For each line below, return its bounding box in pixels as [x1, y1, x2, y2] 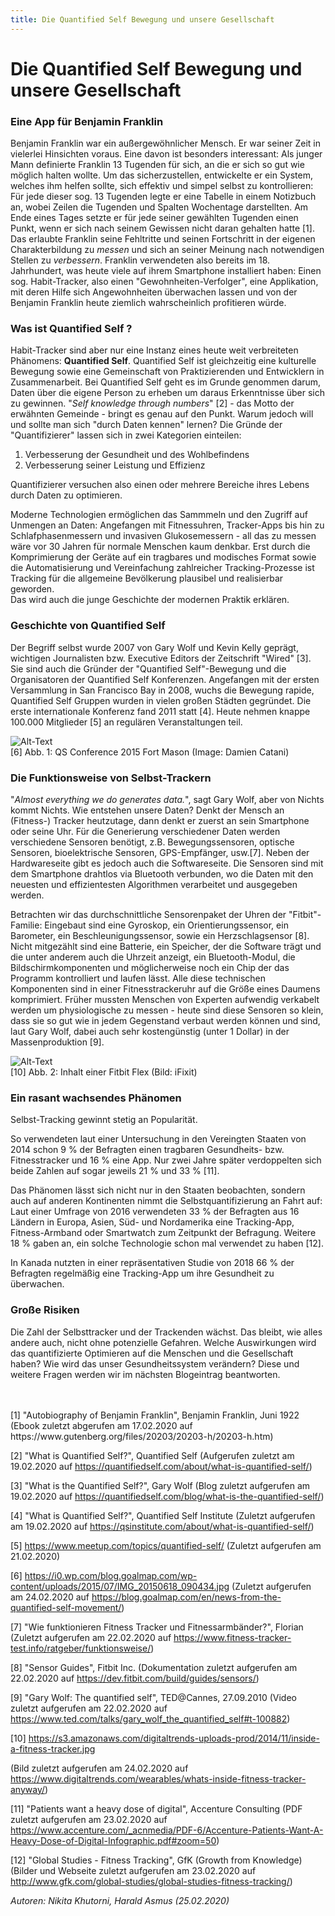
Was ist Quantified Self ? [10, 322, 133, 336]
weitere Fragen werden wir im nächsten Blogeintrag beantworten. [10, 1368, 281, 1380]
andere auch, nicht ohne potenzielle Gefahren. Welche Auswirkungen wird [10, 1336, 317, 1348]
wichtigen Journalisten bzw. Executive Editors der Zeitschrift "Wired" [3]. [10, 652, 312, 664]
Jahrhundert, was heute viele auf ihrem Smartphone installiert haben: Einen [10, 265, 322, 277]
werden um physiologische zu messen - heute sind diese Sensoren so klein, [10, 1004, 324, 1016]
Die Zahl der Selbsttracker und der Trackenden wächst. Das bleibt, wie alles [10, 1326, 323, 1338]
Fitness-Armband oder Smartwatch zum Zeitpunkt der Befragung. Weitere [10, 1227, 317, 1239]
